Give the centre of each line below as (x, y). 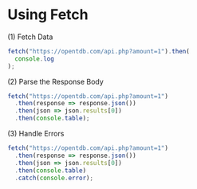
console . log (35, 59)
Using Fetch (48, 15)
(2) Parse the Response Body (56, 81)
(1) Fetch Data (30, 37)
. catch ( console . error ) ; (54, 178)
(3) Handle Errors (36, 134)
